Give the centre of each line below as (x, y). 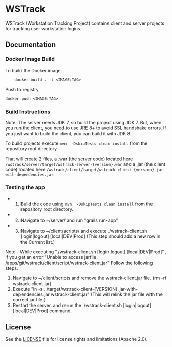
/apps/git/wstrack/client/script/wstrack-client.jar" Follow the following (79, 263)
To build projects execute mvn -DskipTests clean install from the (77, 143)
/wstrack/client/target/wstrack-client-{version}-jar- (106, 170)
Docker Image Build (30, 59)
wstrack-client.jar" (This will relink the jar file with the (106, 294)
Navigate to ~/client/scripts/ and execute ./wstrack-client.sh (84, 231)
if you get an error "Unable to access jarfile (51, 257)
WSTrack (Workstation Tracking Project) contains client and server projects (85, 23)
